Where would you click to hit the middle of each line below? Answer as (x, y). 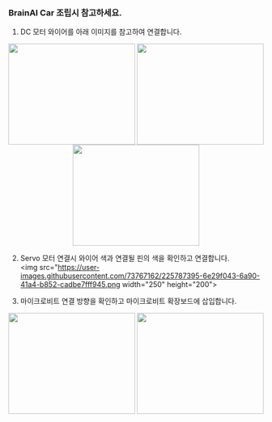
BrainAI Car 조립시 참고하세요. (65, 12)
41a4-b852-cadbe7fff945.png (70, 285)
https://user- (79, 268)
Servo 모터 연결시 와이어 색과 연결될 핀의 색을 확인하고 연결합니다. (125, 258)
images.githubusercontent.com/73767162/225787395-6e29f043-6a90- (140, 276)
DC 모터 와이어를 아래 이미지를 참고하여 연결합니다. (101, 32)
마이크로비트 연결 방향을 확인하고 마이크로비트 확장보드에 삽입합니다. (128, 302)
